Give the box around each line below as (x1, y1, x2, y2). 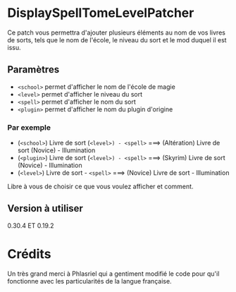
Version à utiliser (7, 202, 83, 214)
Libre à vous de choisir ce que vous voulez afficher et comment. (7, 182, 194, 191)
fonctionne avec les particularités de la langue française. (7, 276, 172, 285)
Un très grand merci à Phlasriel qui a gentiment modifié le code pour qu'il (7, 269, 220, 278)
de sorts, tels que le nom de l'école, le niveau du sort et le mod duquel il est (7, 35, 227, 44)
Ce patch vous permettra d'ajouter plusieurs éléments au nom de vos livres (7, 28, 225, 37)
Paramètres (7, 63, 60, 75)
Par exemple (7, 122, 51, 132)
